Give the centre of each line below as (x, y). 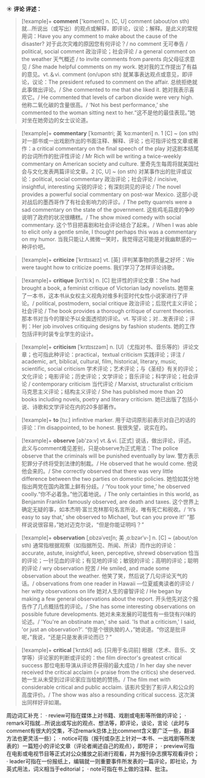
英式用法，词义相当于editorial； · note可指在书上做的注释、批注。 (89, 769)
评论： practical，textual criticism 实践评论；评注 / (122, 354)
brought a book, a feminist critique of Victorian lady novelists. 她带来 (108, 288)
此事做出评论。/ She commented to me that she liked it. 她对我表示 (105, 90)
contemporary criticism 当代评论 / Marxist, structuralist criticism (112, 384)
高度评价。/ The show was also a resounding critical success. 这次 (105, 695)
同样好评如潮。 (46, 702)
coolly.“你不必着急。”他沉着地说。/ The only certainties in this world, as (110, 494)
